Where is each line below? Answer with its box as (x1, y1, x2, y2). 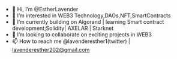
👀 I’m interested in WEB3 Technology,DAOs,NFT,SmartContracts (11, 12, 171, 19)
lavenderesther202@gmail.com (11, 46, 90, 53)
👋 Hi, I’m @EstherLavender (11, 6, 79, 13)
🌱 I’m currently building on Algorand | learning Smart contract (11, 18, 164, 25)
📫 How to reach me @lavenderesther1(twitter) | (11, 38, 131, 45)
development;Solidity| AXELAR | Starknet (11, 24, 114, 32)
